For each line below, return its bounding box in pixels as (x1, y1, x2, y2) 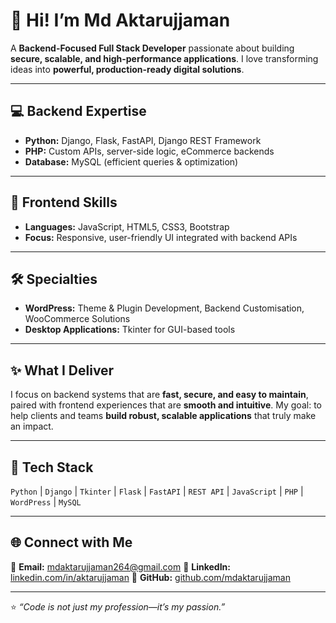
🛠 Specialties (10, 270, 98, 288)
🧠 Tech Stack (10, 459, 94, 476)
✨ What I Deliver (10, 362, 115, 379)
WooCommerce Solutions (24, 313, 131, 325)
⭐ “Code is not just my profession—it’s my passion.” (10, 600, 226, 613)
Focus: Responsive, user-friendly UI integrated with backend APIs (24, 231, 298, 243)
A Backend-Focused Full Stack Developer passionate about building (10, 42, 295, 54)
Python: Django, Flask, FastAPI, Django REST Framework (24, 134, 262, 146)
